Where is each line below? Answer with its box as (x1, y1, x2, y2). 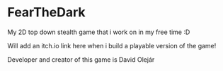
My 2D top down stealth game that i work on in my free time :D (7, 28, 190, 36)
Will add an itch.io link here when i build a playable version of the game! (7, 41, 217, 50)
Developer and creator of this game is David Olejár (7, 55, 155, 64)
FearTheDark (7, 4, 86, 21)
